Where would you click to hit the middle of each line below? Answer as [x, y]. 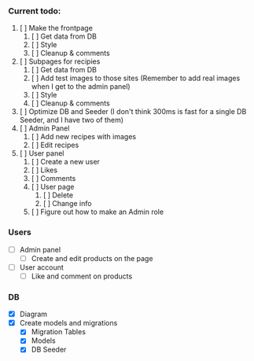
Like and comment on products [82, 276]
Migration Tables [59, 332]
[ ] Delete [58, 195]
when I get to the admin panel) [81, 87]
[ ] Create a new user [66, 162]
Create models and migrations [68, 323]
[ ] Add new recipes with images [83, 137]
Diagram [33, 314]
